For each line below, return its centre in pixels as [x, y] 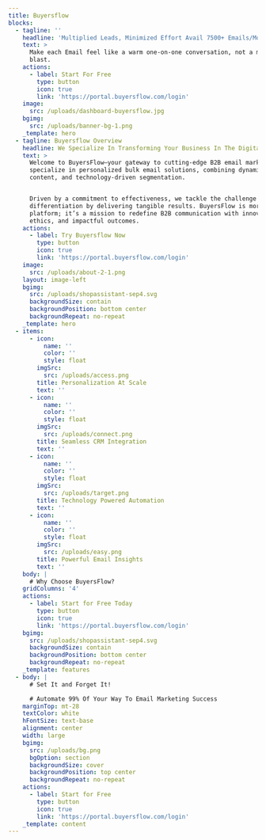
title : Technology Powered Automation [101, 500]
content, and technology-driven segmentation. [107, 178]
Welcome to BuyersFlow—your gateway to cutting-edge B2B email [136, 163]
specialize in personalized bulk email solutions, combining [132, 170]
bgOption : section [59, 758]
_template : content [55, 824]
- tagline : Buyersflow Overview [69, 141]
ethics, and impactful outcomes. [84, 221]
